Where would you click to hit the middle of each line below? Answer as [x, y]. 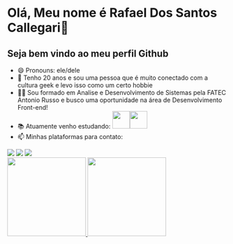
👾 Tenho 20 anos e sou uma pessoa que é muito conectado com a [112, 78]
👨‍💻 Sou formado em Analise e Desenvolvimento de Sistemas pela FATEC [122, 93]
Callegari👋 [38, 28]
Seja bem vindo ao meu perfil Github [88, 53]
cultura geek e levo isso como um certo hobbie [85, 85]
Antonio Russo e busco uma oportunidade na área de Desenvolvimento [120, 100]
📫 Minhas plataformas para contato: [70, 137]
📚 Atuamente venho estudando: [64, 126]
